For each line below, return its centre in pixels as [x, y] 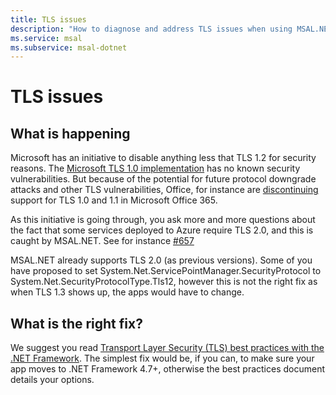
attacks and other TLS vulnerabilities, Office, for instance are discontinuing [164, 190]
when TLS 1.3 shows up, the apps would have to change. [127, 292]
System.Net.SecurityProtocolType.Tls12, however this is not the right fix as [164, 282]
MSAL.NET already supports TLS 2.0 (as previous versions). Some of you [161, 260]
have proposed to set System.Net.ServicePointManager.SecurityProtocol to [166, 271]
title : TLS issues [48, 19]
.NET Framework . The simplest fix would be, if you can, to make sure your [162, 358]
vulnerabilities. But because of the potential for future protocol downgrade [163, 179]
